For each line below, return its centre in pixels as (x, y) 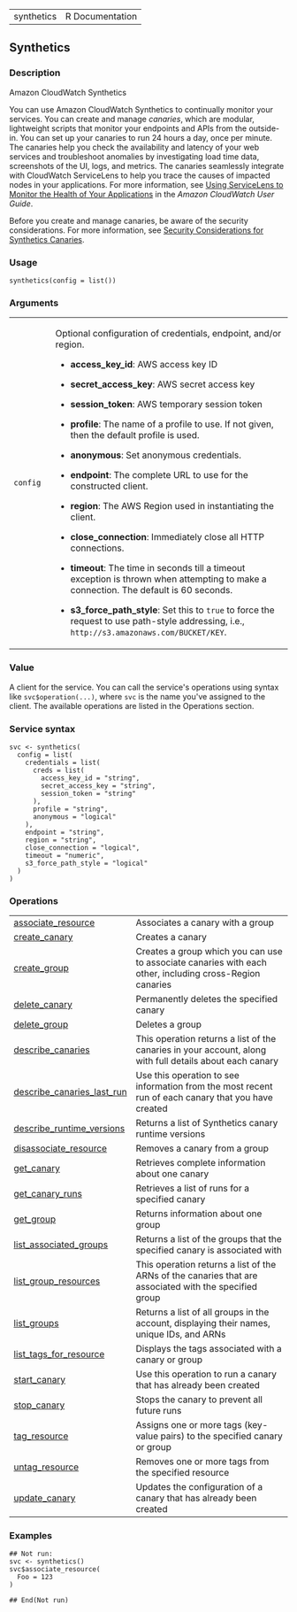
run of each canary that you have (205, 1098)
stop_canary (39, 1405)
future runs (159, 1411)
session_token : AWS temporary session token (167, 405)
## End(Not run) (39, 1600)
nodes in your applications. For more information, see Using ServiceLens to (146, 184)
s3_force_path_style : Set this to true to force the (173, 610)
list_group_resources (57, 1281)
